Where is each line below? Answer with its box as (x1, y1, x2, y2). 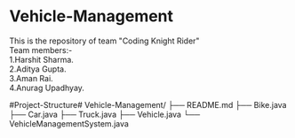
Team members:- (9, 44, 73, 55)
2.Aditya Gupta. (9, 64, 67, 74)
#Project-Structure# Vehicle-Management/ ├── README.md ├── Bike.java (9, 99, 287, 110)
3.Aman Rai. (9, 73, 53, 83)
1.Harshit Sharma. (9, 54, 74, 65)
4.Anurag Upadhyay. (9, 82, 84, 93)
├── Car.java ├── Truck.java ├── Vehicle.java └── (9, 109, 201, 119)
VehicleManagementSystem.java (9, 118, 129, 129)
